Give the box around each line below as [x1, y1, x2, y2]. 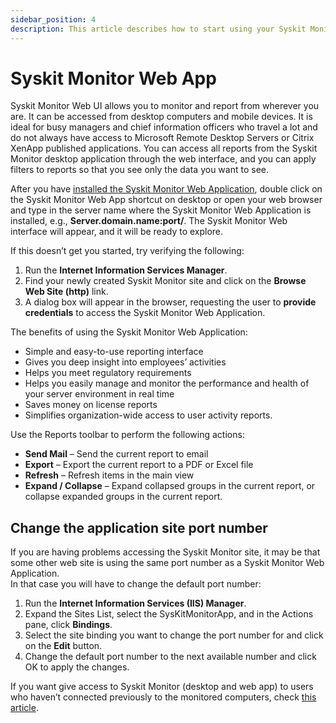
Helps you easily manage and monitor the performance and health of [24, 377, 310, 390]
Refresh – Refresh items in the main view [24, 469, 195, 481]
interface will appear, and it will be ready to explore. [10, 226, 224, 238]
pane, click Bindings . [24, 619, 113, 631]
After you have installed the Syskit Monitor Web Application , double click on [10, 183, 323, 195]
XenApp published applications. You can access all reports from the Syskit [10, 142, 318, 155]
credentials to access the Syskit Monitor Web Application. [24, 307, 266, 319]
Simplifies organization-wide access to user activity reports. [24, 409, 273, 421]
